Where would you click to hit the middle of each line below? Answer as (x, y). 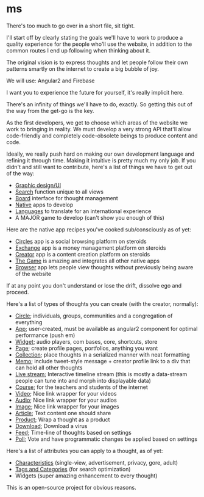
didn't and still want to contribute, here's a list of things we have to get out (100, 167)
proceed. (18, 292)
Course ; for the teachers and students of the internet (81, 387)
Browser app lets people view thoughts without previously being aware (104, 267)
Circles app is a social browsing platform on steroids (81, 241)
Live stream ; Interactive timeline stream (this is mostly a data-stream (101, 374)
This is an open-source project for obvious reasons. (71, 487)
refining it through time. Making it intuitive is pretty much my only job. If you (101, 160)
